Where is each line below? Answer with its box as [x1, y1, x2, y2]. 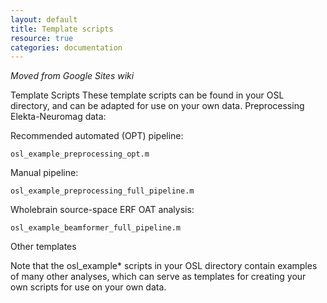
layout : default [10, 14, 78, 25]
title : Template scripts [10, 24, 114, 34]
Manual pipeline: [10, 167, 79, 179]
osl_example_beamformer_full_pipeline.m [10, 223, 182, 233]
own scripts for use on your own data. [10, 281, 167, 293]
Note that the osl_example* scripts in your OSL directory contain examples [10, 260, 318, 272]
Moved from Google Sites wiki [10, 70, 135, 82]
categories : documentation [10, 42, 123, 53]
